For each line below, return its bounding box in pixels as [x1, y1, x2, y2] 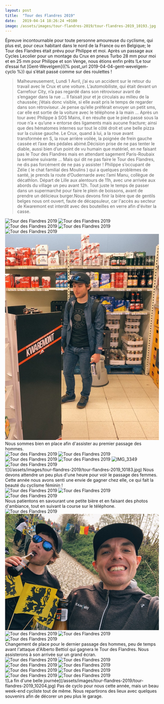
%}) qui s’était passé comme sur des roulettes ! [17, 69, 112, 75]
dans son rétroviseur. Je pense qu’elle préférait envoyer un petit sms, [17, 104, 157, 110]
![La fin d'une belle [5, 678, 43, 683]
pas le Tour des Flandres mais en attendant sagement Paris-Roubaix [17, 151, 155, 157]
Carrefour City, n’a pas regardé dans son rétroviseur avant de [17, 89, 141, 95]
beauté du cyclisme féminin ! [5, 482, 63, 488]
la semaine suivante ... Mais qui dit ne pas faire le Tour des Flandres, [17, 156, 155, 162]
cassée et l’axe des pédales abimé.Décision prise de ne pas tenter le [17, 141, 155, 147]
